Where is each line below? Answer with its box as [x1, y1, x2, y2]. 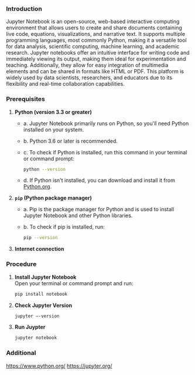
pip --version [23, 235, 58, 241]
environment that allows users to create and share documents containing [6, 24, 183, 31]
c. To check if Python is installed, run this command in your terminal [23, 148, 187, 156]
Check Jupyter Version [14, 302, 72, 309]
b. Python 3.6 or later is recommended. [23, 137, 118, 144]
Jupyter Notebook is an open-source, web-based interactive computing [6, 18, 180, 25]
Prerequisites [6, 95, 45, 103]
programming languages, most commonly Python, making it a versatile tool [6, 37, 187, 44]
